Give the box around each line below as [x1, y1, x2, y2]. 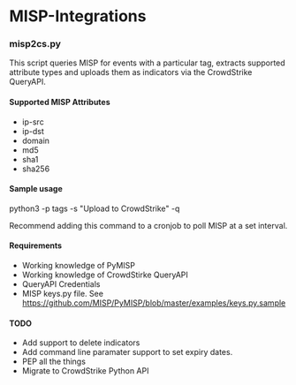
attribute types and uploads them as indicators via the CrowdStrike [9, 67, 253, 78]
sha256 [21, 163, 50, 174]
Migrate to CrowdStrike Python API [21, 366, 149, 376]
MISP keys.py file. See [21, 289, 104, 299]
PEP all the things [21, 356, 87, 367]
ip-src [21, 117, 44, 127]
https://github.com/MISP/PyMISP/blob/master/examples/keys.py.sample [21, 298, 286, 308]
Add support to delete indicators [21, 337, 140, 348]
